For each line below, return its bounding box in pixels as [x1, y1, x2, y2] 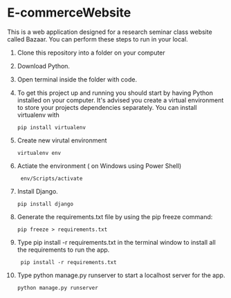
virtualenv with [17, 111, 60, 119]
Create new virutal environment [17, 136, 107, 145]
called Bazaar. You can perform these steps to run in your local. [7, 35, 188, 43]
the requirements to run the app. [17, 245, 110, 254]
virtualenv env [17, 149, 62, 156]
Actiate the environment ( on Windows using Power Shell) [17, 161, 182, 170]
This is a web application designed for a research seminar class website [7, 28, 212, 36]
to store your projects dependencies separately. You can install [17, 103, 197, 111]
